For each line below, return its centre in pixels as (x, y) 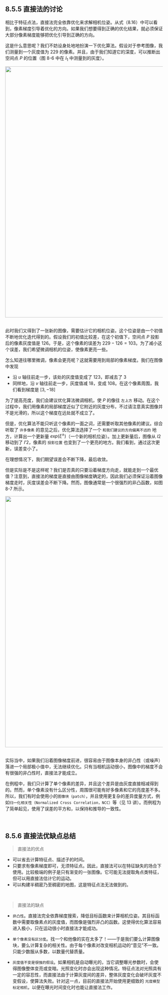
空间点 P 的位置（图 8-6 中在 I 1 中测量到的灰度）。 (56, 59)
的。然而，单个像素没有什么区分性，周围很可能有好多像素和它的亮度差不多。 (84, 790)
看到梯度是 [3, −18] (36, 389)
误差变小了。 (27, 449)
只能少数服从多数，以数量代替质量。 (50, 952)
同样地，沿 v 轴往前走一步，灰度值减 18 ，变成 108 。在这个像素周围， (83, 383)
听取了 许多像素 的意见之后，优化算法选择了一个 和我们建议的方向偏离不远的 (78, 429)
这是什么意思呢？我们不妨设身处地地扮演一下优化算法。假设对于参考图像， (82, 45)
